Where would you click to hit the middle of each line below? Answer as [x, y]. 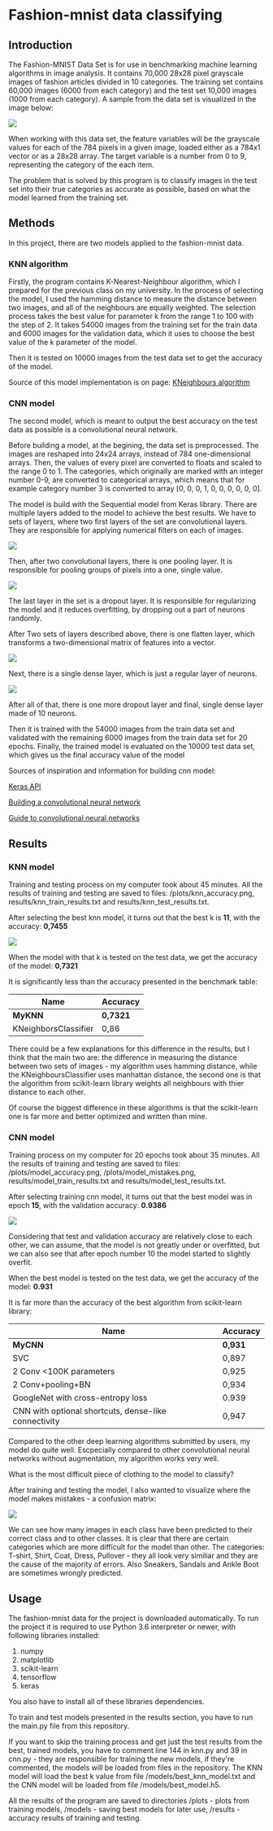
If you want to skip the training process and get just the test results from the [135, 1742]
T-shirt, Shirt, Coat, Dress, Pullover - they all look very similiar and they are [133, 1556]
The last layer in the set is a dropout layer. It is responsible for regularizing [132, 601]
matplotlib [37, 1660]
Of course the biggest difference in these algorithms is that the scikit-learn [133, 1108]
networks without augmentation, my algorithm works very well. [114, 1458]
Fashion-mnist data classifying [115, 15]
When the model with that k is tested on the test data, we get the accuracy [133, 957]
